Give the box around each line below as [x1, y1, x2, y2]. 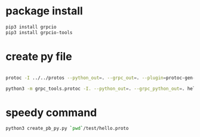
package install [5, 4, 83, 18]
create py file [5, 50, 72, 63]
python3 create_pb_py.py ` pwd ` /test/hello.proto [5, 126, 129, 132]
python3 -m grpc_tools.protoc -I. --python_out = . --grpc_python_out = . [5, 86, 185, 92]
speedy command [5, 106, 97, 119]
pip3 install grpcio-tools [5, 29, 73, 35]
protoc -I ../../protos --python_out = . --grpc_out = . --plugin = [5, 75, 167, 81]
